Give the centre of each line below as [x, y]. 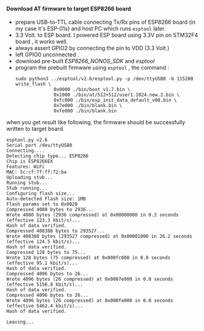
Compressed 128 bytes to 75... [46, 253]
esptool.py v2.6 [27, 140]
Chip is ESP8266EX [30, 162]
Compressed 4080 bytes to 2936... [50, 210]
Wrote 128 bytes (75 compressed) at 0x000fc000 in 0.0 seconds [89, 258]
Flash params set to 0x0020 [42, 204]
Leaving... [20, 322]
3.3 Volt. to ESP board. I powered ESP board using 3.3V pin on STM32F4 [107, 35]
